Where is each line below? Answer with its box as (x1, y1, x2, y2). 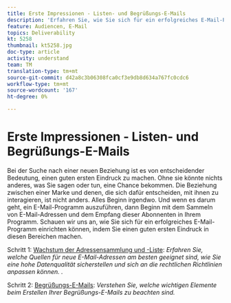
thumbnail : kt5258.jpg (7, 42, 72, 49)
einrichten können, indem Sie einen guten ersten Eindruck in (38, 224, 210, 233)
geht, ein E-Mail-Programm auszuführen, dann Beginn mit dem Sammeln (7, 202, 213, 211)
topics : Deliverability (7, 29, 76, 36)
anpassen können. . (7, 267, 63, 275)
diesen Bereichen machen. (7, 232, 83, 240)
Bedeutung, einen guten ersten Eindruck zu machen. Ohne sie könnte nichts (7, 174, 223, 182)
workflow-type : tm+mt (7, 81, 69, 87)
